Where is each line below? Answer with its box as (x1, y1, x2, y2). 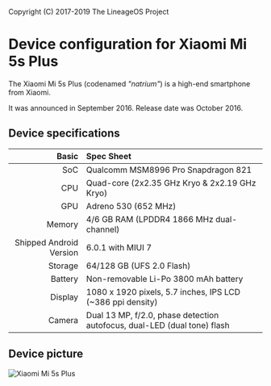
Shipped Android (15, 237, 79, 248)
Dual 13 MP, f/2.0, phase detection (85, 309, 219, 321)
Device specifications (8, 127, 121, 141)
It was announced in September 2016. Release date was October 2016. (8, 103, 244, 112)
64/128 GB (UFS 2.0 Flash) (85, 260, 191, 271)
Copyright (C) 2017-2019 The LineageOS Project (8, 7, 169, 16)
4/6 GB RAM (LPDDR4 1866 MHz (85, 213, 214, 224)
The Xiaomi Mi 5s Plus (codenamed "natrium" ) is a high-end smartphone (8, 78, 251, 88)
